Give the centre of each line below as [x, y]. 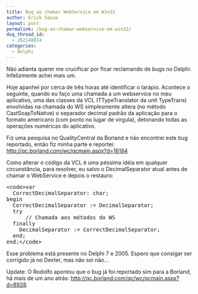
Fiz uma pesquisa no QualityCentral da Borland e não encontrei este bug [97, 138]
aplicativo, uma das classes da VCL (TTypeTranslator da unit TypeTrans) [97, 100]
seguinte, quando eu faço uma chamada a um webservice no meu [89, 93]
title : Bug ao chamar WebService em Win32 [61, 12]
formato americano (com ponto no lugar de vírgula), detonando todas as [97, 119]
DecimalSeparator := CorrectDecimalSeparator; [90, 229]
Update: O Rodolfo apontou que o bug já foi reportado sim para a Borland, [99, 271]
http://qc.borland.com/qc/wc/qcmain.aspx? [125, 278]
